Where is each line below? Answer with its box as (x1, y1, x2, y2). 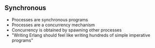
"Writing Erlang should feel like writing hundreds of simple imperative (11, 32, 151, 38)
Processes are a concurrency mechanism (11, 22, 95, 28)
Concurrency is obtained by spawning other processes (11, 27, 122, 33)
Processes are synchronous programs (11, 16, 88, 22)
